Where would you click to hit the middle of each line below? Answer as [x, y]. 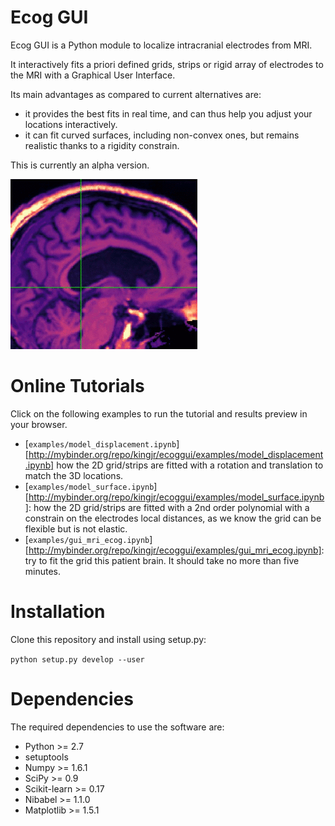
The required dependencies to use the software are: [117, 727]
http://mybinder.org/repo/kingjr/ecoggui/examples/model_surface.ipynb [176, 497]
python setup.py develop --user [77, 659]
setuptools [46, 757]
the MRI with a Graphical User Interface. [93, 75]
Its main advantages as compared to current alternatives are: [136, 94]
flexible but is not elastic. [76, 528]
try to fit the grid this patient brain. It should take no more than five [162, 560]
